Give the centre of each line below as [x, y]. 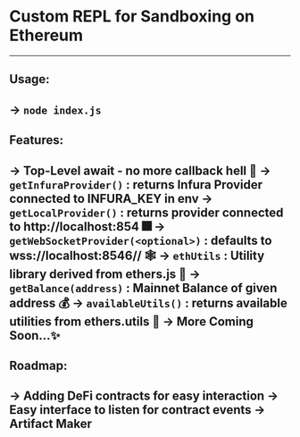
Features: [37, 140]
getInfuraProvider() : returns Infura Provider [136, 185]
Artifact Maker [50, 424]
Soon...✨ [35, 336]
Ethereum [46, 35]
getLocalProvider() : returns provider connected [146, 212]
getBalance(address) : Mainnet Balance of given [143, 288]
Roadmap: [38, 365]
